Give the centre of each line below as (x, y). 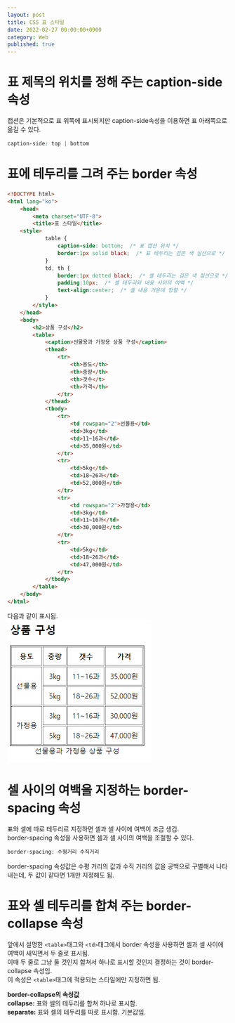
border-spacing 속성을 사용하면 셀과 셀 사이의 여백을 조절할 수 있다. (101, 838)
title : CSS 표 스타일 (36, 22)
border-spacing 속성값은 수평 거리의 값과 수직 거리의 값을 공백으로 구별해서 (111, 866)
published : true (31, 45)
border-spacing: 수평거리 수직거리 (53, 852)
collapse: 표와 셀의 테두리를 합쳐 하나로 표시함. (72, 1003)
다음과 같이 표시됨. (33, 615)
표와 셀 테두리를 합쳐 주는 (75, 906)
